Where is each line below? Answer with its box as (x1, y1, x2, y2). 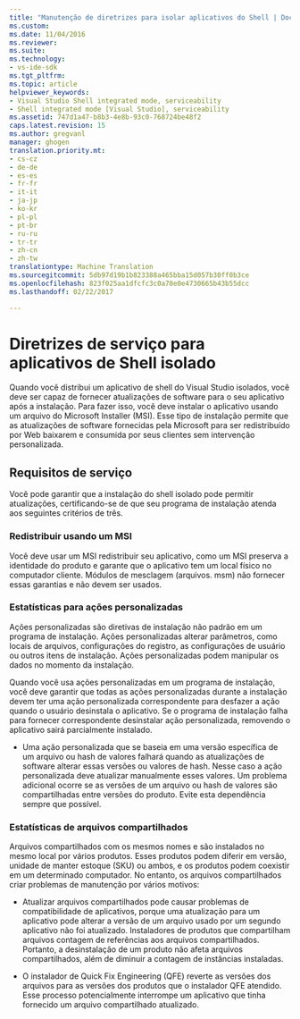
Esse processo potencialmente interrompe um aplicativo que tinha (21, 990, 266, 1001)
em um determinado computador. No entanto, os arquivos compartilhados (9, 870, 282, 880)
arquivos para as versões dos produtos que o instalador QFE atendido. (21, 981, 282, 991)
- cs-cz (9, 154, 38, 164)
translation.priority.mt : (9, 146, 105, 155)
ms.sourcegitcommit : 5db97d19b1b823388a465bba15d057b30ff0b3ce (9, 271, 250, 280)
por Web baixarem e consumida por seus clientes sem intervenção (9, 430, 255, 441)
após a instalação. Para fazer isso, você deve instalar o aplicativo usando (9, 401, 279, 412)
